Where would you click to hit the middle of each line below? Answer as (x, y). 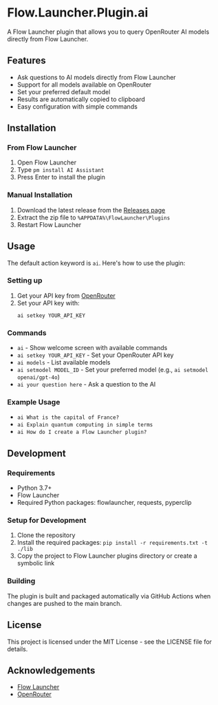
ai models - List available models (64, 362)
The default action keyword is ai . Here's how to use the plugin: (96, 263)
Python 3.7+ (34, 488)
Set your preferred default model (64, 91)
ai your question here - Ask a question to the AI (86, 384)
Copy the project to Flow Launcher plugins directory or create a (107, 556)
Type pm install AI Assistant (61, 170)
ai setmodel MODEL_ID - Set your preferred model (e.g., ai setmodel (112, 370)
